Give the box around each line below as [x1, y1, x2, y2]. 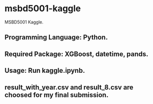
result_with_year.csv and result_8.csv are [4, 83, 134, 91]
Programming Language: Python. [4, 33, 108, 42]
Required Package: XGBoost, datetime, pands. [4, 50, 149, 58]
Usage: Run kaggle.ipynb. [4, 66, 85, 75]
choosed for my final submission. [4, 91, 109, 99]
